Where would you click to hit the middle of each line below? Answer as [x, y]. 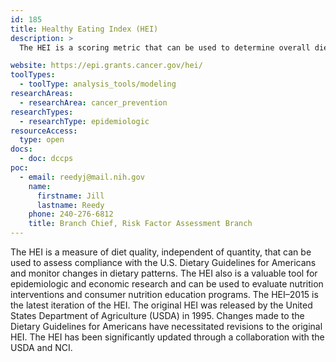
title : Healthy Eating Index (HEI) [84, 29]
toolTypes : [33, 75]
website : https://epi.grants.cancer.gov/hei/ [106, 66]
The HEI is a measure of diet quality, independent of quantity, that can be [161, 252]
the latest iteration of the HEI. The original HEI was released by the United [161, 305]
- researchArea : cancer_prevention [93, 102]
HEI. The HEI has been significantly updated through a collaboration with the [167, 337]
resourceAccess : [44, 131]
